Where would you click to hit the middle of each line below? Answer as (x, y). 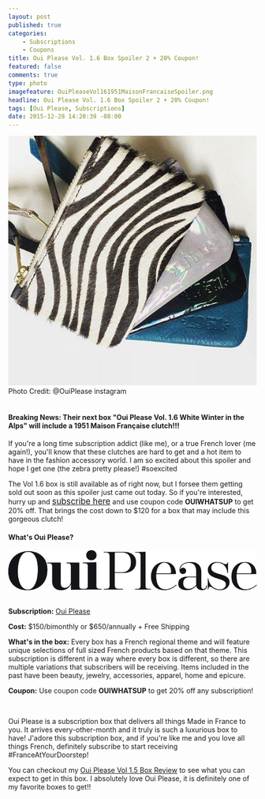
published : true (35, 25)
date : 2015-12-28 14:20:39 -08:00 (65, 117)
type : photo (28, 83)
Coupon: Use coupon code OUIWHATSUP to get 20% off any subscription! (131, 690)
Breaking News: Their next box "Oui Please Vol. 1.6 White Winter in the (126, 418)
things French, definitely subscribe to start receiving (93, 746)
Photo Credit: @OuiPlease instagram (67, 391)
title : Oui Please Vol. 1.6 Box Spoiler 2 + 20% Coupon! (104, 58)
